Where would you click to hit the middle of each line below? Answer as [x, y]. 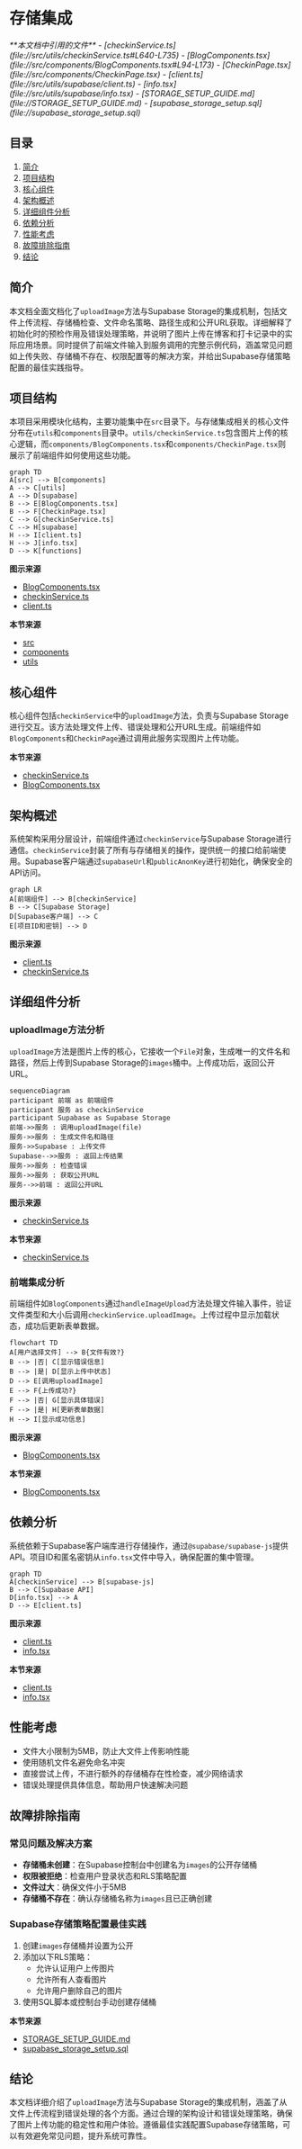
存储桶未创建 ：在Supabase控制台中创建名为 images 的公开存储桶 [140, 1865]
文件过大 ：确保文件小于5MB [74, 1887]
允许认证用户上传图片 [75, 1968]
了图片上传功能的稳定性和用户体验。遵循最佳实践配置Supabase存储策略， [146, 2125]
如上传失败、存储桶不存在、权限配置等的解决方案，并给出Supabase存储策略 [150, 355]
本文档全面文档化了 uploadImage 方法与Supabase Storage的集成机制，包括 [145, 310]
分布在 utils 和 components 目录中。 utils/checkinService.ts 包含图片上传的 [145, 433]
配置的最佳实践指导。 [49, 367]
